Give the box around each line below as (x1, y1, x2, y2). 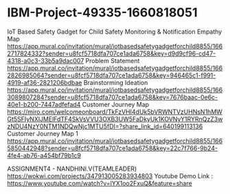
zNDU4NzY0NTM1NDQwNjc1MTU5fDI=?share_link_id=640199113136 (7, 122, 203, 130)
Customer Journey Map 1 (7, 129, 79, 138)
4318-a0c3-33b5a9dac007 (7, 56, 84, 64)
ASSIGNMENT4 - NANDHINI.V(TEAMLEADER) (7, 165, 137, 173)
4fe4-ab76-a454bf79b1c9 (7, 151, 81, 159)
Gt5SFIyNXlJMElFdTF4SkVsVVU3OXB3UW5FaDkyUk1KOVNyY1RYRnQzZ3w (7, 114, 223, 123)
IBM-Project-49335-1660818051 (7, 5, 198, 21)
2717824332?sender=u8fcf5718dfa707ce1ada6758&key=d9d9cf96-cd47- (7, 49, 216, 58)
